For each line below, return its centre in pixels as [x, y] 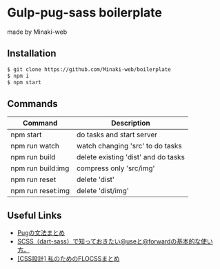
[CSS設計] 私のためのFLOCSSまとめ [68, 259]
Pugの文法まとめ [41, 233]
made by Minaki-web [37, 32]
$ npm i [18, 76]
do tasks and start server [117, 134]
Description [131, 123]
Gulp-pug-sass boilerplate [85, 13]
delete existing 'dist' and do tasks [130, 157]
